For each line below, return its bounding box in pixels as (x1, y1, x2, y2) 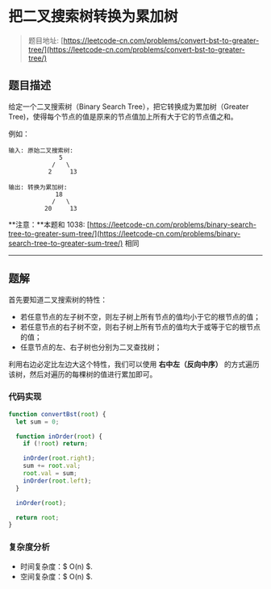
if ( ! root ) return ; (23, 440, 89, 448)
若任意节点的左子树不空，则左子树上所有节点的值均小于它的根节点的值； (19, 311, 261, 321)
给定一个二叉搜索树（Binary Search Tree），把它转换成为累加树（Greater (8, 102, 249, 111)
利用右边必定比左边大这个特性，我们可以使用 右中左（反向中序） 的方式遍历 (8, 359, 260, 369)
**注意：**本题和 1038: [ (8, 219, 90, 229)
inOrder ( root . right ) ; (23, 454, 95, 462)
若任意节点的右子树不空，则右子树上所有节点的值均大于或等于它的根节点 (19, 322, 261, 332)
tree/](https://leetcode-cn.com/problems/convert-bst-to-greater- (27, 44, 246, 54)
